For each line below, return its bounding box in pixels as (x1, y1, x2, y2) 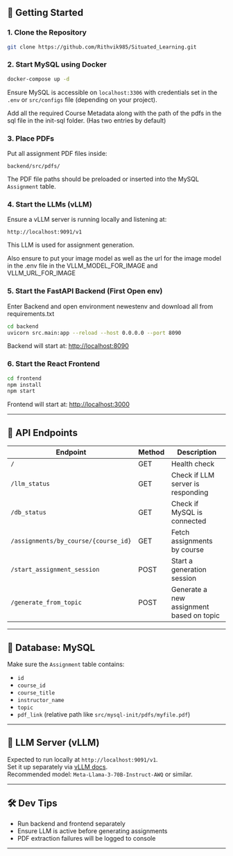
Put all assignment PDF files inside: (7, 150, 107, 158)
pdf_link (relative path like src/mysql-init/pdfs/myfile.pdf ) (17, 710, 191, 718)
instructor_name (17, 697, 64, 704)
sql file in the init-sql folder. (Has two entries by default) (7, 116, 166, 125)
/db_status (10, 509, 46, 516)
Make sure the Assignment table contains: (7, 660, 125, 668)
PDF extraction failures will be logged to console (17, 834, 156, 842)
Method (138, 448, 165, 457)
